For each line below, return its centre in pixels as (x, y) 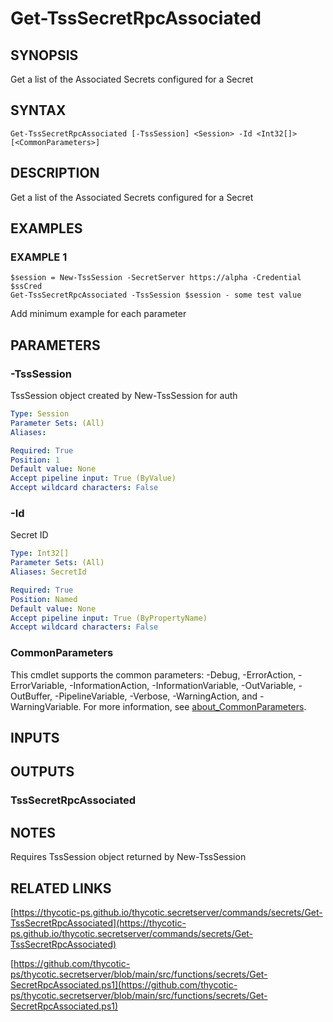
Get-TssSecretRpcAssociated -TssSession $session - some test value (156, 295)
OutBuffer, (31, 696)
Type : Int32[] (40, 553)
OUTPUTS (42, 772)
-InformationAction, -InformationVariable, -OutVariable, (183, 685)
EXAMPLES (46, 228)
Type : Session (40, 414)
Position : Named (44, 599)
